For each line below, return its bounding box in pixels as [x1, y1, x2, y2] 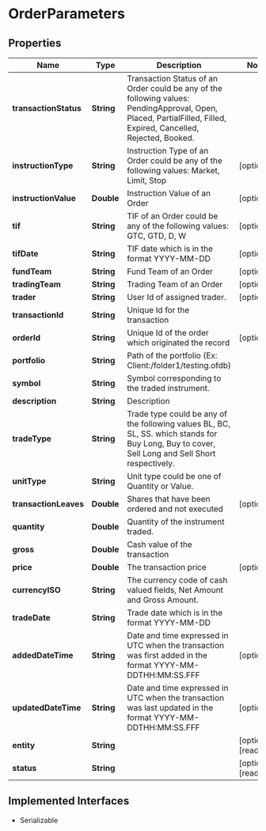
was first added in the [126, 650, 208, 661]
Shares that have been [126, 494, 211, 504]
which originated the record [126, 337, 230, 348]
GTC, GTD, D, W [126, 230, 187, 241]
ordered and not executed [126, 503, 224, 514]
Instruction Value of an [126, 188, 211, 199]
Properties [8, 36, 62, 50]
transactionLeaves [12, 499, 85, 509]
